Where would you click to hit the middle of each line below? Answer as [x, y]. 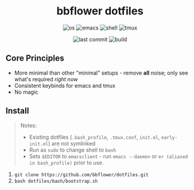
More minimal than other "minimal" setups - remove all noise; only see [101, 73]
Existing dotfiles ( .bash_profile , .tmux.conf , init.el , [94, 137]
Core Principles [35, 58]
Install [17, 111]
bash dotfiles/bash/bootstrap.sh [56, 181]
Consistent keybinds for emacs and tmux [65, 85]
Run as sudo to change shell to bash [72, 150]
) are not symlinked [72, 143]
